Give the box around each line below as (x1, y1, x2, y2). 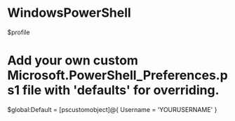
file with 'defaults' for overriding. (22, 83, 220, 99)
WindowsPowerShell (7, 5, 131, 21)
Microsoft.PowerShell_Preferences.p (7, 68, 228, 83)
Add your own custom (7, 52, 139, 69)
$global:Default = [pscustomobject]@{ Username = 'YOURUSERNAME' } (7, 105, 217, 113)
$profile (7, 28, 30, 36)
